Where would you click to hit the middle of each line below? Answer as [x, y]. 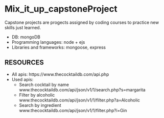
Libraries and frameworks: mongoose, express [59, 47]
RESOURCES [24, 62]
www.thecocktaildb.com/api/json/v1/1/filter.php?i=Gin [73, 110]
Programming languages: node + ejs [48, 42]
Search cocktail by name [44, 84]
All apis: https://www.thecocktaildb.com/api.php [60, 74]
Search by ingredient [40, 105]
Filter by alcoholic [37, 95]
